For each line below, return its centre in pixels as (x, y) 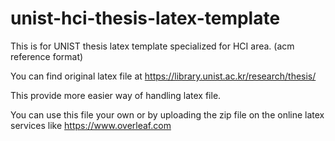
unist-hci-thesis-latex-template (145, 18)
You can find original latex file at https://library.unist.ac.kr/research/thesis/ (163, 76)
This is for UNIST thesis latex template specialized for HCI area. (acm (152, 46)
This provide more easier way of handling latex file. (116, 95)
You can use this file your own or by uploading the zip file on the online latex (167, 114)
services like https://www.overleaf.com (91, 125)
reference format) (47, 56)
